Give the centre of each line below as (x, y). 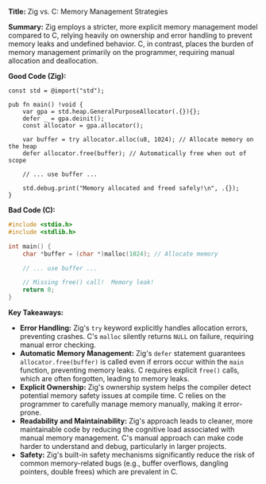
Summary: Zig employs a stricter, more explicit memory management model (133, 27)
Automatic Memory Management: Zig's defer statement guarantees (133, 353)
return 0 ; (39, 290)
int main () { (30, 246)
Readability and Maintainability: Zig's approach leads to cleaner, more (136, 421)
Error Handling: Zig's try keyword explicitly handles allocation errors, (134, 328)
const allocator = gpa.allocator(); (83, 126)
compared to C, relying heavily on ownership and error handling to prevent (130, 35)
